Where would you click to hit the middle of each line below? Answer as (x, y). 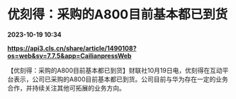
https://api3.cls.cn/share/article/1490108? (72, 48)
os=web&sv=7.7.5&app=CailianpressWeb (69, 56)
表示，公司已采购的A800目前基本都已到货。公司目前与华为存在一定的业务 (120, 79)
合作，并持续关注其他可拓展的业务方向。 (66, 88)
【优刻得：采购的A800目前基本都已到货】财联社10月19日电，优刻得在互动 (115, 70)
